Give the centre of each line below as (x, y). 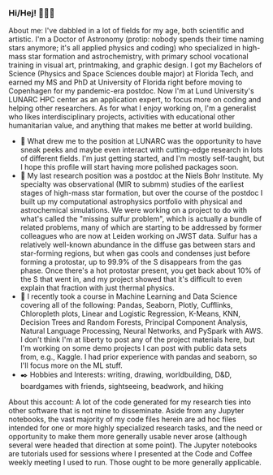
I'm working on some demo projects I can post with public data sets (134, 348)
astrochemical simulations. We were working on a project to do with (134, 210)
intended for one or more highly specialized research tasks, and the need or (135, 428)
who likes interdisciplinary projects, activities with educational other (122, 117)
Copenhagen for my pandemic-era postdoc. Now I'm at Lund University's (131, 91)
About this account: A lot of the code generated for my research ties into (130, 402)
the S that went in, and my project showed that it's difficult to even (131, 279)
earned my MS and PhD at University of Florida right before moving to (126, 82)
